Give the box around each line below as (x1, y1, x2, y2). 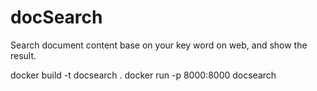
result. (10, 49, 37, 61)
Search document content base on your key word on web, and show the (10, 39, 308, 51)
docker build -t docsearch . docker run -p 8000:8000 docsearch (10, 69, 277, 81)
